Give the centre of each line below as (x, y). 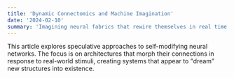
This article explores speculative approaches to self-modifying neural (108, 47)
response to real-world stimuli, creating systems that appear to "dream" (111, 61)
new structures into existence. (51, 69)
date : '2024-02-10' (36, 20)
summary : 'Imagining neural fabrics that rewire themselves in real (109, 26)
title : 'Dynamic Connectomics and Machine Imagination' (90, 14)
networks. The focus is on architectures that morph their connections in (111, 54)
